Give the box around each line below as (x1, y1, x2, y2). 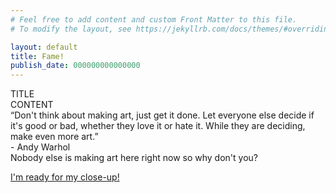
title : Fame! (10, 51, 65, 61)
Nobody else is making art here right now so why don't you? (10, 152, 258, 164)
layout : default (10, 42, 78, 52)
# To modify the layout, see (10, 24, 132, 34)
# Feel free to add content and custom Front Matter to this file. (10, 14, 298, 25)
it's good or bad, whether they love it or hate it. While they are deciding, (10, 120, 306, 132)
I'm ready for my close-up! (10, 171, 120, 183)
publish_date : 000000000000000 (10, 61, 141, 71)
